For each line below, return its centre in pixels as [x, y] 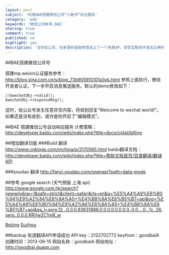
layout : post [19, 10]
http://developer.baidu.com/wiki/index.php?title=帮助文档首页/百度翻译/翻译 [84, 156]
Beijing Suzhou [21, 225]
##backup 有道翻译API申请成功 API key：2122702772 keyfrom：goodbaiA [82, 235]
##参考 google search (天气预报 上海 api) [48, 182]
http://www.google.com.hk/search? [42, 188]
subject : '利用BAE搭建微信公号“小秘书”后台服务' [51, 15]
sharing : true [20, 29]
